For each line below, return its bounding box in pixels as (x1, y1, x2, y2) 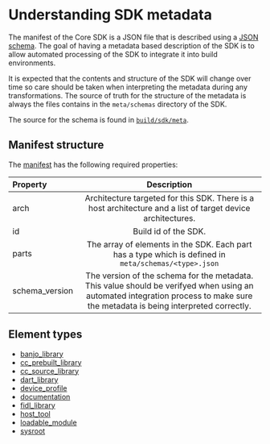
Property (12, 179, 47, 190)
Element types (8, 328, 83, 342)
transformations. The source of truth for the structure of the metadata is (8, 90, 247, 100)
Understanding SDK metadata (8, 6, 213, 24)
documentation (19, 392, 71, 401)
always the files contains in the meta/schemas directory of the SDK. (8, 99, 227, 109)
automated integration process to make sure (85, 290, 253, 301)
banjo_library (19, 349, 64, 359)
